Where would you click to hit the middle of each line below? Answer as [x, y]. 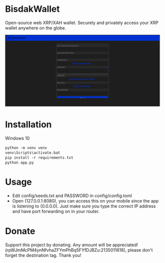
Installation [28, 125]
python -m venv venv [26, 148]
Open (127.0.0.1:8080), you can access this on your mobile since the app [85, 201]
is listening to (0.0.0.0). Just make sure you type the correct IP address [84, 206]
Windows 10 [17, 138]
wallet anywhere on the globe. [36, 28]
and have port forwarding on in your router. [56, 211]
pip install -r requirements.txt [39, 158]
